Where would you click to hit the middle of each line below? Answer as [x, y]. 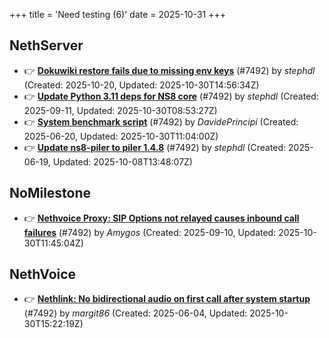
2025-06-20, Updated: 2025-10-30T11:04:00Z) [121, 136]
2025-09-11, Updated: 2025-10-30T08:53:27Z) [120, 110]
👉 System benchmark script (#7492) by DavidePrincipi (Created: [161, 121]
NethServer [46, 45]
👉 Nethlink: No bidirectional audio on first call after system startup [167, 299]
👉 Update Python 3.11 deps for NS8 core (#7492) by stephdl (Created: [171, 96]
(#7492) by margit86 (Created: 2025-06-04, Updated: [135, 313]
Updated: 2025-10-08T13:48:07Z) [122, 161]
